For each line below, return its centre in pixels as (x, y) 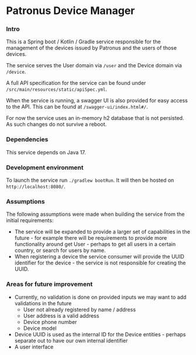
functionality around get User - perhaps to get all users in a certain (95, 244)
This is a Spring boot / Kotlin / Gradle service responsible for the (83, 42)
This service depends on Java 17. (46, 152)
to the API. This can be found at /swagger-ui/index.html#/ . (77, 107)
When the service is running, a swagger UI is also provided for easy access (97, 101)
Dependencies (27, 140)
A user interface (34, 347)
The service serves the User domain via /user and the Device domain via (94, 66)
